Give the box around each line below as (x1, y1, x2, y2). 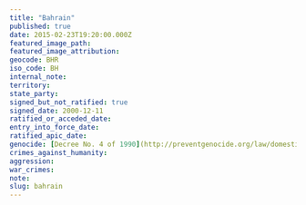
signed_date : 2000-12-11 (9, 106, 104, 115)
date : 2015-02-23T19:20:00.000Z (9, 30, 132, 39)
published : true (9, 22, 71, 31)
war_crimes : (9, 165, 55, 174)
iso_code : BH (9, 64, 59, 73)
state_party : (9, 89, 59, 98)
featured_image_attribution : (9, 47, 120, 56)
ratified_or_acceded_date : (9, 114, 112, 123)
